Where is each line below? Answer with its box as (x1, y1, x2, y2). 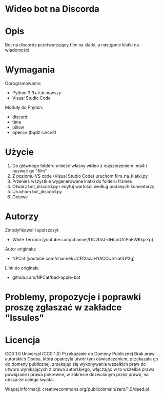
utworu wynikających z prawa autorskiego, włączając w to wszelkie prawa (5, 366, 155, 372)
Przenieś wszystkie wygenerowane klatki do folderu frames (12, 178, 132, 184)
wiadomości (5, 47, 30, 53)
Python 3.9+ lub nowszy (12, 90, 61, 96)
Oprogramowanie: (5, 81, 41, 86)
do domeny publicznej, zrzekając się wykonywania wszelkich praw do (5, 361, 146, 367)
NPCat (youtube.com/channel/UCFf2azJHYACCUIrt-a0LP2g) (12, 255, 135, 261)
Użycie (5, 146, 34, 158)
